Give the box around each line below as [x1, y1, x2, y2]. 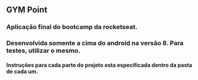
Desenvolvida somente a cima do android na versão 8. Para [6, 39, 183, 48]
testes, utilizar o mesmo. [6, 46, 81, 55]
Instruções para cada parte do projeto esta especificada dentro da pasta [6, 61, 193, 69]
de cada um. [6, 67, 38, 75]
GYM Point [6, 5, 47, 15]
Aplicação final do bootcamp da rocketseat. [6, 23, 138, 31]
